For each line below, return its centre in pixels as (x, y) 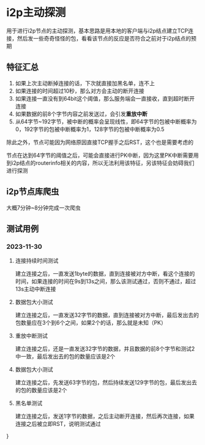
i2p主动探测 (36, 13)
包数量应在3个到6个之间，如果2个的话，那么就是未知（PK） (91, 323)
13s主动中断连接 (35, 289)
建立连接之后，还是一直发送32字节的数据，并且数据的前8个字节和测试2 (105, 349)
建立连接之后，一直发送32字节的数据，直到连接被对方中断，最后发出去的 (107, 315)
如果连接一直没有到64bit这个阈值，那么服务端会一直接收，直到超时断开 (105, 98)
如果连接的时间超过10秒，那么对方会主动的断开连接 (80, 91)
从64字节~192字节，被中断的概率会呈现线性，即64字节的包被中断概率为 (106, 121)
